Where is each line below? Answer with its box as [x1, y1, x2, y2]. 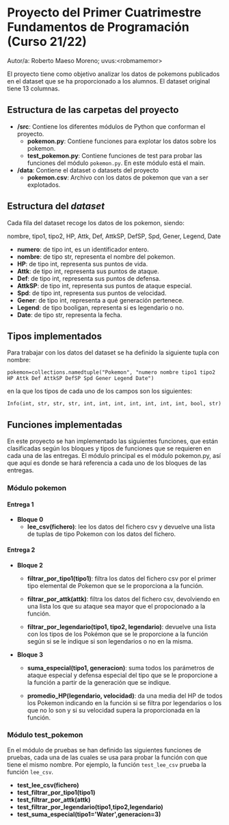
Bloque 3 [16, 650, 43, 659]
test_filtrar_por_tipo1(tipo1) [16, 788, 96, 796]
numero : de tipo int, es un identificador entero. [16, 245, 149, 253]
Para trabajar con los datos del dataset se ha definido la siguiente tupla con [7, 348, 219, 357]
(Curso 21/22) [7, 34, 87, 49]
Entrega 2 [7, 546, 36, 554]
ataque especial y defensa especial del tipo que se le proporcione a [27, 671, 218, 679]
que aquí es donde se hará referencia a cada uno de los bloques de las [7, 459, 207, 467]
